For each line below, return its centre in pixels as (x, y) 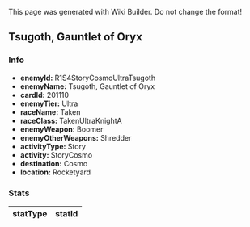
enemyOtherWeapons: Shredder (76, 137)
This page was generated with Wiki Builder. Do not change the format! (125, 12)
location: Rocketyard (55, 172)
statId (67, 213)
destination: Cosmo (54, 163)
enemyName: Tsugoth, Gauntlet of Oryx (87, 86)
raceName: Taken (50, 111)
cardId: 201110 (44, 95)
